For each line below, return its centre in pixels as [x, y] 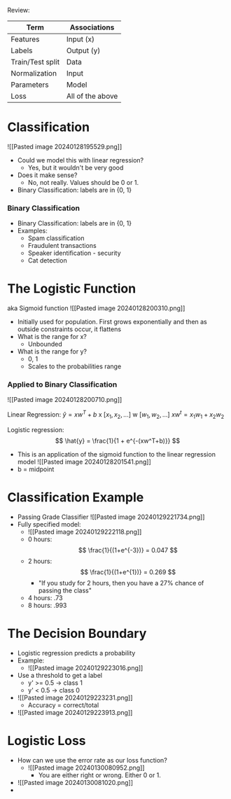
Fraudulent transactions [62, 246]
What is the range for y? [52, 352]
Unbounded [45, 344]
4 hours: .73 [45, 597]
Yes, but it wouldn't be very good [76, 167]
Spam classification [56, 238]
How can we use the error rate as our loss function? [92, 760]
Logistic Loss [47, 741]
